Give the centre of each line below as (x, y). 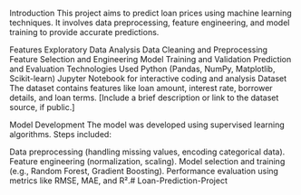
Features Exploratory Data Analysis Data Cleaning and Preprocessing (139, 50)
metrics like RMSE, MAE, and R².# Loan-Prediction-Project (119, 181)
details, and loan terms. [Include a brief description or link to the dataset (144, 97)
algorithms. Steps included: (60, 134)
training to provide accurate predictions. (84, 32)
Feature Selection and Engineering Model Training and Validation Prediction (150, 59)
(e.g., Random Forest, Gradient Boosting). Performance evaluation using (144, 171)
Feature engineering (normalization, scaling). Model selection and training (147, 161)
